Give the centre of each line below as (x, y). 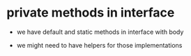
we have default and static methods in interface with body (100, 32)
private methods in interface (91, 13)
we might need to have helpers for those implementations (99, 45)
